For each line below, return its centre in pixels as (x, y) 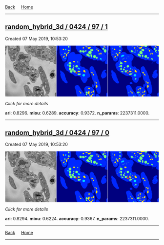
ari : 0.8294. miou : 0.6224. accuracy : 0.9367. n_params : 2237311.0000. (77, 219)
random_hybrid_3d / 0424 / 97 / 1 (57, 27)
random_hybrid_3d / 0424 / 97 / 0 (57, 133)
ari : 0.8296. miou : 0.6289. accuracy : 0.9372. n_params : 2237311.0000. (77, 113)
